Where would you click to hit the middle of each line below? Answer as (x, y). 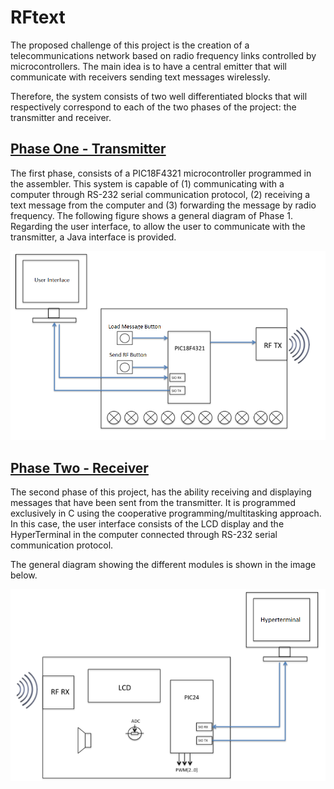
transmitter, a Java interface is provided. (93, 237)
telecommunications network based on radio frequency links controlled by (163, 55)
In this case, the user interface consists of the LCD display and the (147, 524)
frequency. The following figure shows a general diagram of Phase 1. (151, 215)
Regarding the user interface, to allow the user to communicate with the (158, 226)
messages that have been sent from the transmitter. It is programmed (153, 503)
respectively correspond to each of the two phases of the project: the (153, 107)
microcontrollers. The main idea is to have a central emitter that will (149, 66)
